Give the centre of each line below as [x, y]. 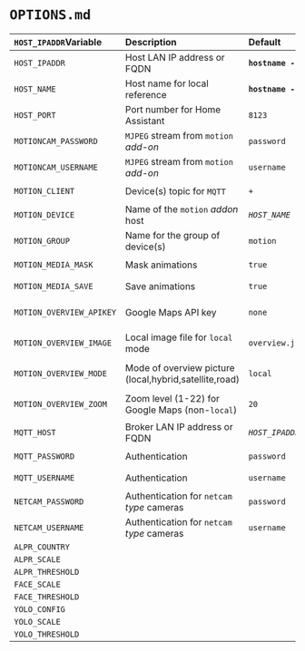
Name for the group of [173, 235]
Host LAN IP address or [175, 57]
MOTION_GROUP [42, 241]
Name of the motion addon [182, 209]
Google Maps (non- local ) [182, 410]
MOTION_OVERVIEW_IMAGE [63, 343]
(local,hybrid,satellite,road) [183, 379]
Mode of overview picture [180, 367]
